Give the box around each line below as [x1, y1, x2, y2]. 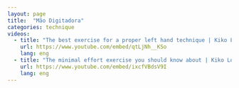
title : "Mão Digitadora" [7, 17, 84, 24]
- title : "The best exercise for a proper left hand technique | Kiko [14, 37, 228, 44]
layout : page [7, 10, 46, 18]
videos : [7, 30, 31, 38]
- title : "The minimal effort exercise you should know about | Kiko [14, 57, 224, 64]
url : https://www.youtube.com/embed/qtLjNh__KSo [20, 43, 167, 50]
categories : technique [7, 23, 75, 31]
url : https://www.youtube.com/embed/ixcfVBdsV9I [20, 63, 167, 70]
